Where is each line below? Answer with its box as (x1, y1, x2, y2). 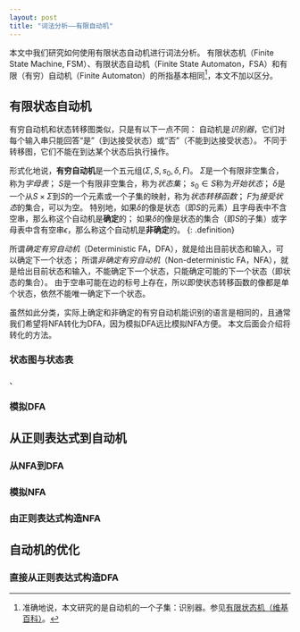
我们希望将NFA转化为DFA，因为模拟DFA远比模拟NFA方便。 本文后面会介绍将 (9, 318, 291, 329)
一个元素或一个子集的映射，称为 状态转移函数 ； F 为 (72, 190, 261, 201)
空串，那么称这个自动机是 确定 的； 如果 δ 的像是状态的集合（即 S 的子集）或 (9, 213, 279, 223)
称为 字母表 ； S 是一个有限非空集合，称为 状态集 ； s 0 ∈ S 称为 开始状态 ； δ (9, 178, 279, 190)
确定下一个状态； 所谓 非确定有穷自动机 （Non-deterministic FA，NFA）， (16, 254, 281, 265)
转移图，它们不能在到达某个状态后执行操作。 (9, 146, 174, 156)
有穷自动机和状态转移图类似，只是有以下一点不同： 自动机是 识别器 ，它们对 (9, 123, 286, 134)
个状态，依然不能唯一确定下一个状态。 (9, 288, 150, 299)
